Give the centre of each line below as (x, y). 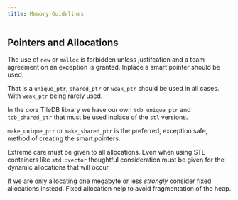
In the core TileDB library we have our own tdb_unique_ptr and (99, 110)
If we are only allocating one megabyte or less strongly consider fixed (109, 181)
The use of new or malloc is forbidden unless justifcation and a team (106, 60)
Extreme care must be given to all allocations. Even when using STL (107, 152)
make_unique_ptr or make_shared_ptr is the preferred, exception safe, (108, 131)
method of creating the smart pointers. (64, 138)
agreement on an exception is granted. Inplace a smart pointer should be (114, 67)
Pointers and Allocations (63, 43)
